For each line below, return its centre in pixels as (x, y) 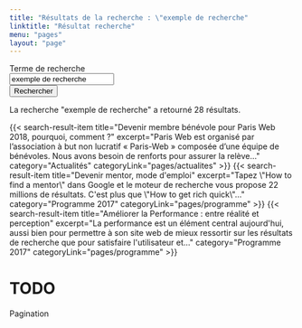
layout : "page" (38, 43)
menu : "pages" (36, 34)
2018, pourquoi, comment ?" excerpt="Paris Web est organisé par (132, 137)
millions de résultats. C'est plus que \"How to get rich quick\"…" (127, 194)
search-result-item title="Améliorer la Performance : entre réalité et (134, 214)
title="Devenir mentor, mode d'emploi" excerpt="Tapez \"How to (172, 175)
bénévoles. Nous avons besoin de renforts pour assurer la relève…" (135, 156)
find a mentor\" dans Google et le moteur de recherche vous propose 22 (144, 185)
